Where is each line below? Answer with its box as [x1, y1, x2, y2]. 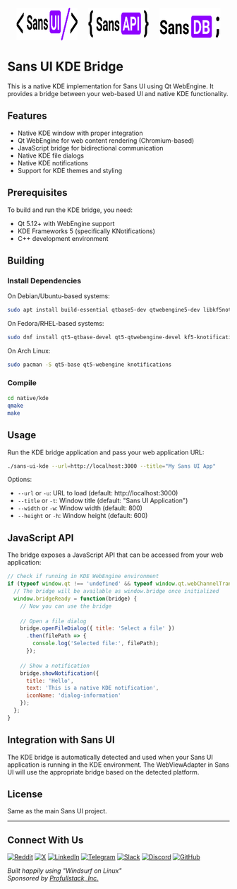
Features [7, 110, 47, 122]
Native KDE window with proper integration [17, 129, 143, 137]
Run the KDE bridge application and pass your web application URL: [7, 448, 205, 457]
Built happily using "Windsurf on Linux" [7, 866, 122, 875]
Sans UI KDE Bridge [7, 59, 123, 75]
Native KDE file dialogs [17, 151, 85, 160]
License [7, 789, 43, 800]
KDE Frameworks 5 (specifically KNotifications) [17, 227, 156, 235]
